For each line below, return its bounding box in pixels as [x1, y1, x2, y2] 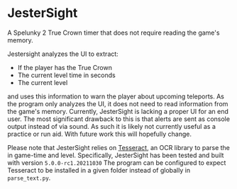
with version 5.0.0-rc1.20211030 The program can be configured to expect [7, 158, 226, 167]
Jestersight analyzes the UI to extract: [7, 50, 118, 58]
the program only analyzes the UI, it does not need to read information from [7, 99, 228, 108]
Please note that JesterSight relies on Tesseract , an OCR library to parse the [7, 143, 231, 151]
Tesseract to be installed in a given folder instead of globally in [7, 166, 190, 174]
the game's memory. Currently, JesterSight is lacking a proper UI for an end [7, 107, 228, 115]
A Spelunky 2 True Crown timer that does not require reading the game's [7, 28, 220, 37]
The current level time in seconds [17, 71, 116, 79]
